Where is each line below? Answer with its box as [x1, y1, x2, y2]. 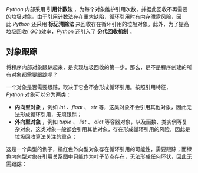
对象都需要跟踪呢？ [11, 71, 58, 78]
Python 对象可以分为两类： [6, 91, 72, 98]
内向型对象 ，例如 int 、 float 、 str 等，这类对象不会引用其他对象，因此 [14, 103, 187, 110]
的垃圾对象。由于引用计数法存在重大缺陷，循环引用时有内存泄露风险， [6, 13, 177, 20]
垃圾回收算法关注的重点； [14, 133, 77, 140]
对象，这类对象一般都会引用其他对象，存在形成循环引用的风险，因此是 [19, 125, 190, 132]
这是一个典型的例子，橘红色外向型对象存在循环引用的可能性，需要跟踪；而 [6, 145, 187, 152]
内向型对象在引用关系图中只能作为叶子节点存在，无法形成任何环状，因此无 [11, 153, 192, 160]
